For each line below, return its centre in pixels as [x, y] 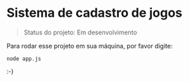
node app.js [24, 59]
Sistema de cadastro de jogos [94, 13]
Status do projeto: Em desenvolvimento [80, 32]
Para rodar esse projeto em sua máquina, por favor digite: [90, 46]
